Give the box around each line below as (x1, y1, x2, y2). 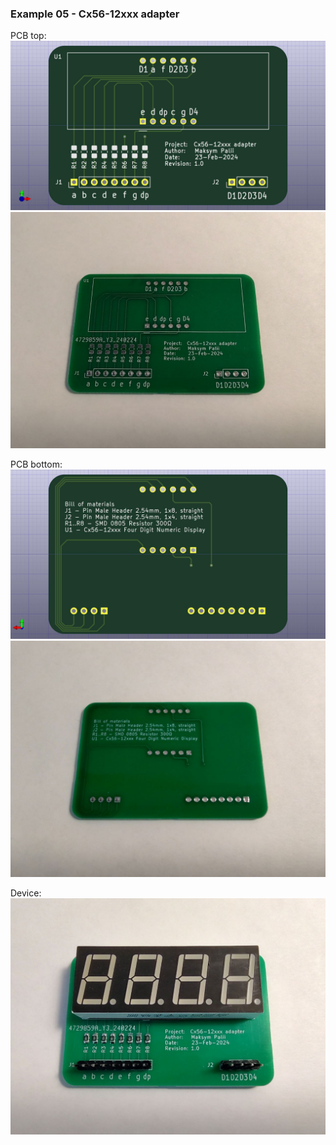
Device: (10, 887, 42, 899)
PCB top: (10, 30, 47, 42)
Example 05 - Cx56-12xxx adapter (10, 7, 180, 21)
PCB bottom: (10, 458, 63, 470)
